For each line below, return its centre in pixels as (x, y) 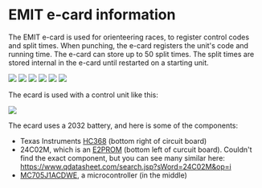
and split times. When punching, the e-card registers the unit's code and (129, 45)
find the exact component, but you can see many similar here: (122, 157)
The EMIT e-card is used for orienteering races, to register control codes (129, 37)
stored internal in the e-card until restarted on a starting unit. (108, 63)
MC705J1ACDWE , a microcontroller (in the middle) (103, 175)
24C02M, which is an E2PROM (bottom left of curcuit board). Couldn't (136, 149)
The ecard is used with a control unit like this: (84, 95)
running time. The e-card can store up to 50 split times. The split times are (131, 54)
